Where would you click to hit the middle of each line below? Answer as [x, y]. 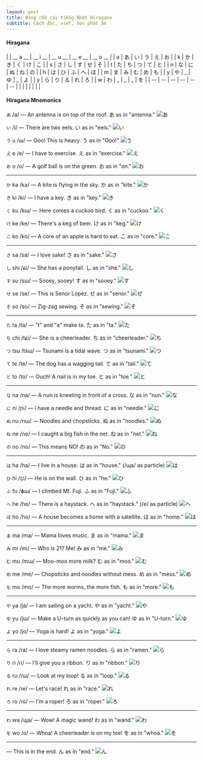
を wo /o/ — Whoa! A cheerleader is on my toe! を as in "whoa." [85, 733]
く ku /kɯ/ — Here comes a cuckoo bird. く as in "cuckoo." [79, 210]
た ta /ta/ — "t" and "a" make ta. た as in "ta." [62, 325]
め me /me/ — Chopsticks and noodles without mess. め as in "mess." [92, 574]
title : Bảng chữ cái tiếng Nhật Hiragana [59, 18]
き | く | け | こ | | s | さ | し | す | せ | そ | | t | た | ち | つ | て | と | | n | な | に [100, 64]
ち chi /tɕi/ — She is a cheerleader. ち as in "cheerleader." [78, 338]
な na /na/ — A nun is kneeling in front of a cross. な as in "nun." [85, 395]
